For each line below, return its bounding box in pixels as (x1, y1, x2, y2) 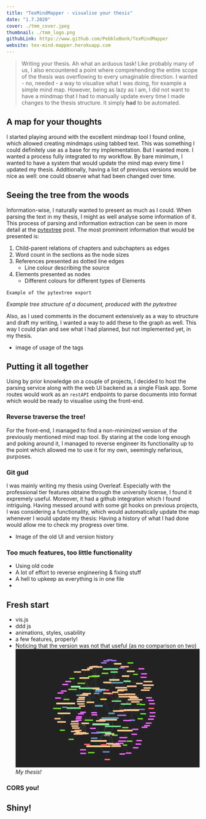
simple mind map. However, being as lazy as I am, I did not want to (21, 86, 190, 93)
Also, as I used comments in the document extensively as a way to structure (6, 312, 199, 319)
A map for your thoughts (6, 117, 102, 127)
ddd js (15, 623, 32, 630)
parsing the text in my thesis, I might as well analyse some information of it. (6, 212, 197, 220)
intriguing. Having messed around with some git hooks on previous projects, (6, 502, 199, 509)
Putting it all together (6, 362, 89, 372)
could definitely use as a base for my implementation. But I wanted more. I (6, 146, 194, 153)
